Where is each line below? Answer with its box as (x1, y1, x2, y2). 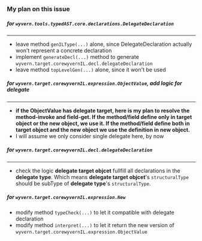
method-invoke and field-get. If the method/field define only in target (15, 113, 192, 120)
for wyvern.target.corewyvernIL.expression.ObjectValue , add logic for (7, 80, 182, 87)
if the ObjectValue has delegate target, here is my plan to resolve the (15, 107, 190, 114)
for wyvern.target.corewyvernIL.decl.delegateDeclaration (7, 146, 153, 153)
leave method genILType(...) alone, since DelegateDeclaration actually (15, 40, 192, 47)
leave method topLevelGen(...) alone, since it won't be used (15, 66, 167, 73)
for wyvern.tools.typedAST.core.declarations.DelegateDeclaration (7, 20, 174, 27)
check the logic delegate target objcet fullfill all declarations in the (15, 167, 180, 174)
